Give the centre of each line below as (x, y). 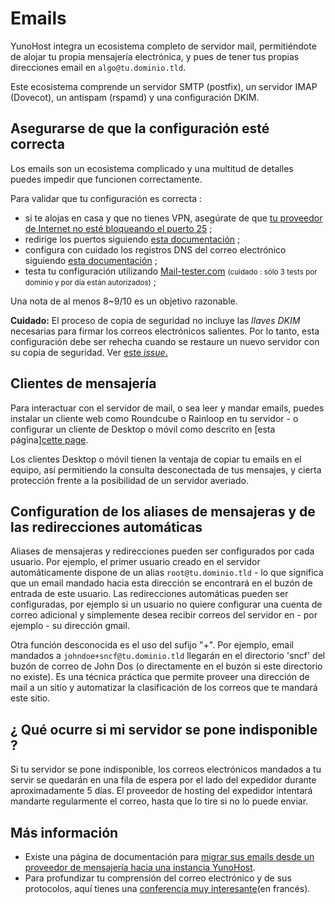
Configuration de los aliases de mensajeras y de (163, 511)
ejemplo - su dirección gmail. (70, 626)
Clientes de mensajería (83, 383)
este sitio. (30, 698)
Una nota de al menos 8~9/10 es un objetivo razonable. (124, 301)
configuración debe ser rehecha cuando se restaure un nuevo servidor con (165, 341)
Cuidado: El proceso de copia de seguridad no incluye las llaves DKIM (155, 320)
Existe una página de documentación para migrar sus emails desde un (169, 856)
